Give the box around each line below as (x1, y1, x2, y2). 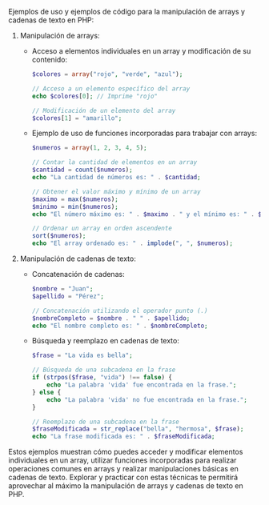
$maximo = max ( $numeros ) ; (31, 195, 118, 203)
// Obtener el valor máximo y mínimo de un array (31, 187, 202, 195)
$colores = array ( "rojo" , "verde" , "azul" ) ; (31, 70, 183, 78)
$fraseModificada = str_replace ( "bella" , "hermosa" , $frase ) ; (31, 425, 244, 433)
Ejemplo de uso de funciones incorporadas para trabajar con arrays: (31, 128, 258, 138)
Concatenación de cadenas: (31, 270, 126, 279)
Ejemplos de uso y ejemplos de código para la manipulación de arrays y (8, 7, 246, 16)
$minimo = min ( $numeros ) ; (31, 202, 118, 210)
